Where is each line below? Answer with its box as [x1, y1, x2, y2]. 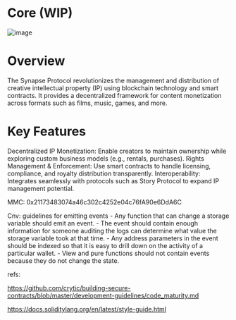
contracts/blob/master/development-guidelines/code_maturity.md [7, 291, 199, 300]
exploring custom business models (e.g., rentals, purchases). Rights [7, 154, 204, 163]
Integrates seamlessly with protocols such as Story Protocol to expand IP [7, 176, 220, 185]
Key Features [7, 123, 87, 140]
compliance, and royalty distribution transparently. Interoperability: [7, 169, 201, 178]
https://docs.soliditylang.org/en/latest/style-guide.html [7, 304, 167, 313]
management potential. [7, 184, 75, 192]
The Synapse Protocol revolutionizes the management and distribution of [7, 76, 220, 85]
